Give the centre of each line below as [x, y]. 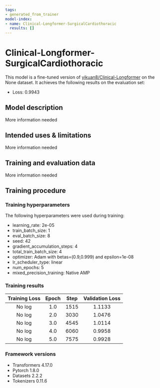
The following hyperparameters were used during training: [65, 216]
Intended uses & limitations [48, 136]
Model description [34, 108]
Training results [25, 286]
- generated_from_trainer [32, 14]
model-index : [19, 19]
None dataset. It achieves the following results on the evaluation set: [75, 83]
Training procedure [36, 190]
